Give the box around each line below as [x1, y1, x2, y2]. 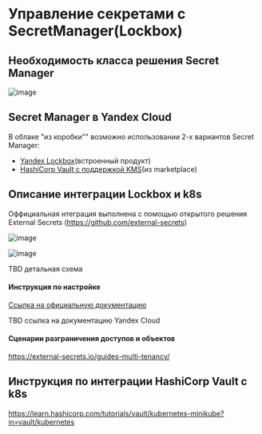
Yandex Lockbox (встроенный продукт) [19, 155, 152, 165]
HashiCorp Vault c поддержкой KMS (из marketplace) [19, 164, 198, 174]
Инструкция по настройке [8, 282, 101, 292]
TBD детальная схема [8, 263, 83, 273]
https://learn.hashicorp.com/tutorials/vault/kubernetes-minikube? [8, 408, 224, 418]
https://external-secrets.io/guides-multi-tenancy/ [8, 352, 170, 361]
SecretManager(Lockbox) [8, 22, 183, 40]
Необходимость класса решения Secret [8, 54, 220, 67]
